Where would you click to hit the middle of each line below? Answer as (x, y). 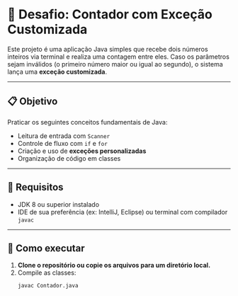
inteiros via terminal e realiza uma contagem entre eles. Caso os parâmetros (119, 57)
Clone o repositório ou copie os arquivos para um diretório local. (114, 266)
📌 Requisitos (35, 187)
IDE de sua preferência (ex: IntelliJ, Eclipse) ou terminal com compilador (123, 212)
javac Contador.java (48, 286)
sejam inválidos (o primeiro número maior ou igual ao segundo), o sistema (115, 64)
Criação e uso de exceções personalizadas (82, 151)
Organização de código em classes (69, 158)
